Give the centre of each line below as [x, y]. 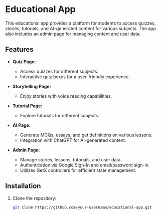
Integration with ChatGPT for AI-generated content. [73, 140]
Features [19, 49]
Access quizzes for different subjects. [59, 71]
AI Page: [22, 125]
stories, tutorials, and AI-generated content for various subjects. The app [81, 28]
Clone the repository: [34, 198]
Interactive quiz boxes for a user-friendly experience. [75, 77]
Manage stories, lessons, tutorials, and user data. [71, 159]
